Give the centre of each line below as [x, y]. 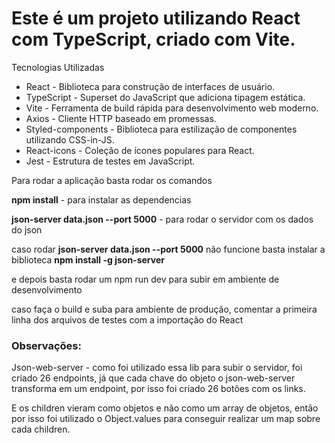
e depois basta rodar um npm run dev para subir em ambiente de [145, 279]
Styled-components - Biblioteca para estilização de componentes [161, 129]
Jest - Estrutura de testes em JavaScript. [110, 161]
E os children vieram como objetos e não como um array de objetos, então [165, 408]
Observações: [46, 345]
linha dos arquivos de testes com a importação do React [127, 319]
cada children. [41, 429]
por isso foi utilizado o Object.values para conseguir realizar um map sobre [166, 419]
